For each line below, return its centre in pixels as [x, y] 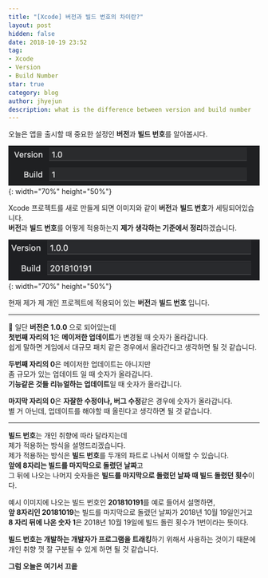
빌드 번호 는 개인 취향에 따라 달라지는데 [68, 435]
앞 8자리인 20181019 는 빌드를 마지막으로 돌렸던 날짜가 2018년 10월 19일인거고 [130, 512]
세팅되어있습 [235, 208]
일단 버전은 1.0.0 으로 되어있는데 [62, 327]
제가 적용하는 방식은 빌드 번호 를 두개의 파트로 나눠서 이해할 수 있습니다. [119, 455]
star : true [26, 84]
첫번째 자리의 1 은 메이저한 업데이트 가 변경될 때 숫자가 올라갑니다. [108, 337]
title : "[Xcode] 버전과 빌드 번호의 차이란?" [76, 17]
